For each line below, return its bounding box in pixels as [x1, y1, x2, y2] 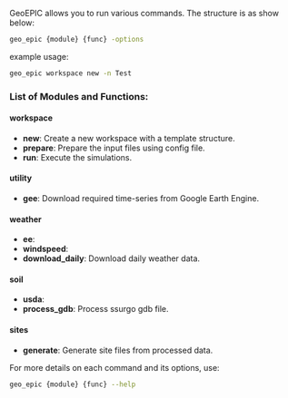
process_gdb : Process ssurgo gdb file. [22, 304, 170, 315]
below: [9, 17, 35, 28]
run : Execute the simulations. [22, 151, 133, 162]
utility [9, 172, 33, 184]
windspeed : [22, 244, 69, 255]
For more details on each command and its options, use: [9, 362, 220, 373]
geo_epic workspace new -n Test [9, 68, 132, 78]
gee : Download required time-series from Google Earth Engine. [22, 193, 260, 204]
